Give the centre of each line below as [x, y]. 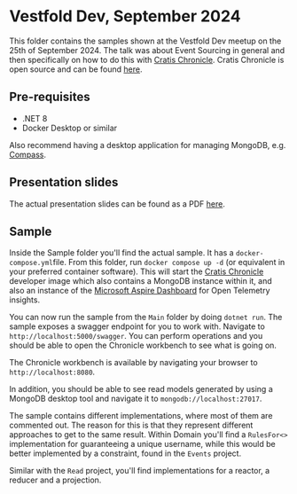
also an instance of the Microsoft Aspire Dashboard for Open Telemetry [140, 291]
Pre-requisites [50, 97]
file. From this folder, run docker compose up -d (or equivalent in [169, 263]
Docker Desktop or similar [70, 128]
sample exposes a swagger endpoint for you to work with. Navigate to [137, 326]
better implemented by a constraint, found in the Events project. [125, 453]
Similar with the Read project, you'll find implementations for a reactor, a [140, 471]
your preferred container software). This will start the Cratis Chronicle [137, 271]
